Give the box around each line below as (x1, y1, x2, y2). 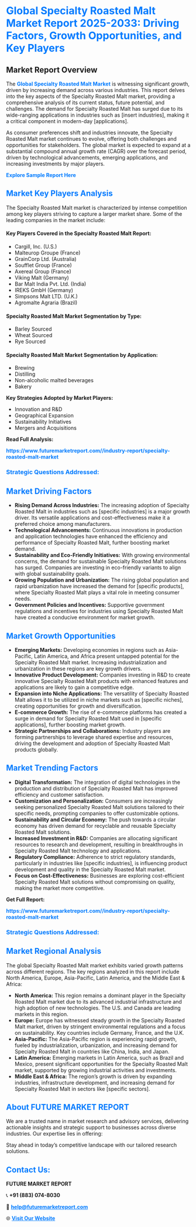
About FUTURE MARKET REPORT (6, 1102, 130, 1112)
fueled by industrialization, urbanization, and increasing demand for (14, 1042, 178, 1049)
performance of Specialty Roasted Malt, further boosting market (14, 539, 170, 546)
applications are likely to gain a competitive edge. (14, 684, 135, 691)
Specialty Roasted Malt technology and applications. (14, 847, 142, 854)
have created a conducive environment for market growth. (14, 614, 155, 621)
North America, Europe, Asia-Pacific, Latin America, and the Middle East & (6, 974, 185, 981)
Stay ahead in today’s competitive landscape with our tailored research (6, 1141, 177, 1148)
